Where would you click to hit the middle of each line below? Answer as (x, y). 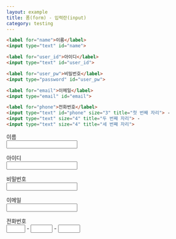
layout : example (27, 12)
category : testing (30, 23)
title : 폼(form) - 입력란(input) (47, 18)
